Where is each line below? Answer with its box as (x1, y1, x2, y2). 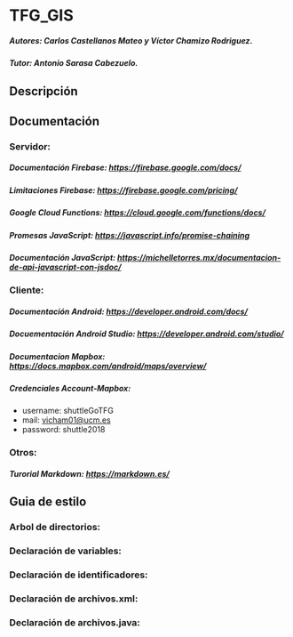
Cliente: (9, 284, 44, 296)
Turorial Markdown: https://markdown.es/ (9, 468, 170, 479)
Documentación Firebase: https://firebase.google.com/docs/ (9, 162, 242, 173)
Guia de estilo (9, 495, 87, 510)
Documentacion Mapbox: (9, 351, 106, 361)
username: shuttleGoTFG (21, 406, 114, 416)
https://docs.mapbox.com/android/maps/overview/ (9, 360, 207, 371)
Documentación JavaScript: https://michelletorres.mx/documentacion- (9, 252, 281, 262)
